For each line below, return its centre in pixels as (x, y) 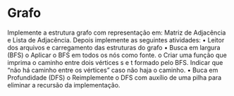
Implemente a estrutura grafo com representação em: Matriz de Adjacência (117, 32)
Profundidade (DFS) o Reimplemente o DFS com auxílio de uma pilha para (115, 77)
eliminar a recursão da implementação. (64, 85)
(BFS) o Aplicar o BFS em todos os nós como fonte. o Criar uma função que (117, 55)
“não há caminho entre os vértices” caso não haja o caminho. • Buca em (113, 70)
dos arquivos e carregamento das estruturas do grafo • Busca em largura (114, 47)
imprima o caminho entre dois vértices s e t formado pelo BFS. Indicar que (115, 62)
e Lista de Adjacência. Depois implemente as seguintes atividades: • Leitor (116, 40)
